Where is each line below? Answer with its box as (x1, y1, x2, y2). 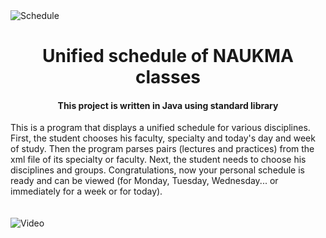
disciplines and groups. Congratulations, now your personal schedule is (10, 164, 305, 176)
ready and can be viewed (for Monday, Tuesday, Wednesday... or (10, 175, 279, 187)
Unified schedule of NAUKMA (42, 45, 294, 68)
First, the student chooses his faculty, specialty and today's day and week (10, 132, 316, 144)
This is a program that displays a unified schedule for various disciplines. (10, 122, 311, 134)
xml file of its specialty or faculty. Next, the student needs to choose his (10, 154, 307, 166)
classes (134, 66, 202, 89)
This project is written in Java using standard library (57, 99, 279, 111)
